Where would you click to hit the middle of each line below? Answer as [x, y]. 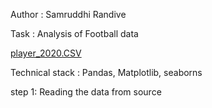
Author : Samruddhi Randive [68, 14]
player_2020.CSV [46, 53]
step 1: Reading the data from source [86, 92]
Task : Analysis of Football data [74, 33]
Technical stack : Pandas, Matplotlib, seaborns [106, 72]
